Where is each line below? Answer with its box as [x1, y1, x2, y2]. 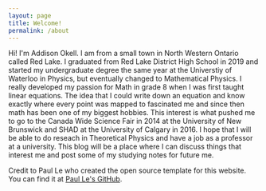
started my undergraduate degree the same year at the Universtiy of [8, 66, 233, 75]
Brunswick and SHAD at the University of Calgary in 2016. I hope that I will [8, 125, 252, 134]
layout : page [8, 11, 52, 20]
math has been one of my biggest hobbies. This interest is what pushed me [8, 108, 256, 117]
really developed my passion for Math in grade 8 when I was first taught [8, 82, 244, 92]
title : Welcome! [8, 19, 62, 27]
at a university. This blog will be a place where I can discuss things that [8, 141, 241, 152]
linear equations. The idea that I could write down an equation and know [8, 91, 245, 101]
